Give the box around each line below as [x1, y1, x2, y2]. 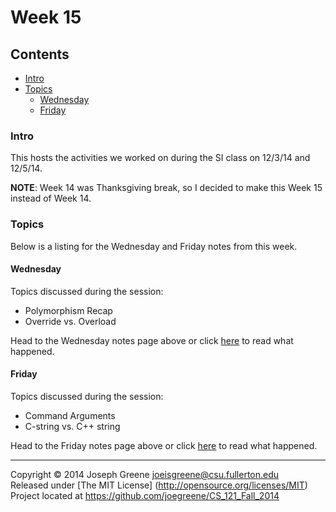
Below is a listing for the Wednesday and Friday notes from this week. [10, 240, 298, 252]
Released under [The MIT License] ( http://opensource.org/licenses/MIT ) [10, 479, 308, 491]
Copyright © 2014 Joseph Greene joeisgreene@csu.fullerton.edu [10, 469, 280, 480]
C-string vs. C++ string [24, 421, 121, 432]
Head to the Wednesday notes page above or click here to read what [10, 334, 294, 346]
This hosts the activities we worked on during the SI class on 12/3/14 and [10, 152, 311, 164]
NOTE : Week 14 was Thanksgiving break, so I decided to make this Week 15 [10, 182, 323, 194]
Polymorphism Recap [24, 304, 113, 316]
